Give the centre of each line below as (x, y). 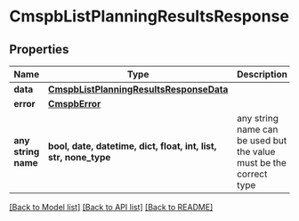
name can (258, 129)
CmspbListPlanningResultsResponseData (138, 89)
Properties (39, 49)
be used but (262, 140)
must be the (262, 163)
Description (262, 74)
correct (252, 174)
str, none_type (79, 157)
